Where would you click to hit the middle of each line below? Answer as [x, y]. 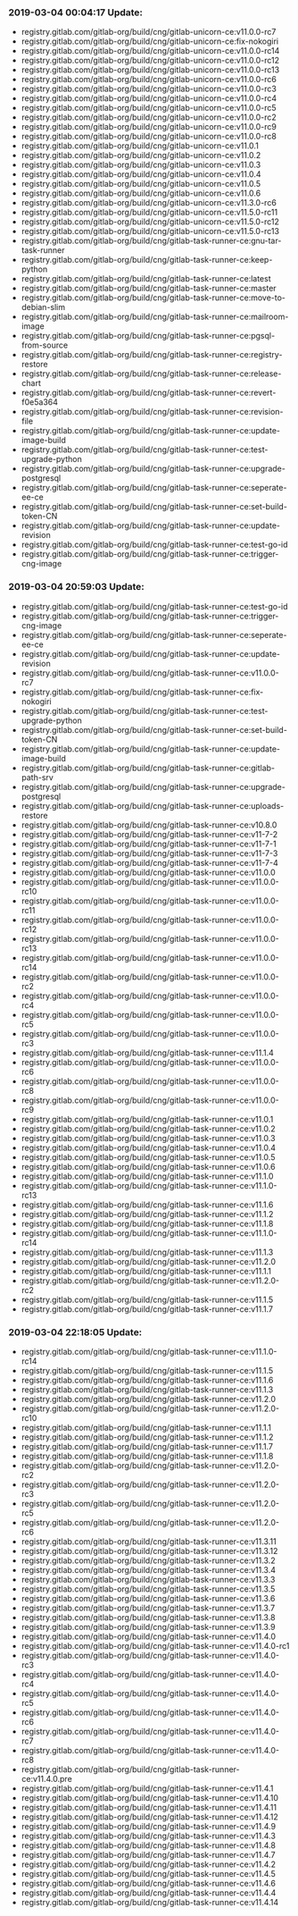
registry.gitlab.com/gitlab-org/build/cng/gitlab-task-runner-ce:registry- [152, 355]
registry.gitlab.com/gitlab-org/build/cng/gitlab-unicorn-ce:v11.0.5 [141, 184]
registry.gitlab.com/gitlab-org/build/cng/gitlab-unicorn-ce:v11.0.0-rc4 [149, 98]
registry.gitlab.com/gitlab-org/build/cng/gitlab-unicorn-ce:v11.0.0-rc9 [149, 127]
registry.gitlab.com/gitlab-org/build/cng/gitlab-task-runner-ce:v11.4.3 [148, 1836]
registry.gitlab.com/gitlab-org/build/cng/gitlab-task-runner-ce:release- [151, 374]
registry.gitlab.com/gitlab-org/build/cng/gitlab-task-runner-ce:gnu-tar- [151, 241]
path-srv [37, 777]
